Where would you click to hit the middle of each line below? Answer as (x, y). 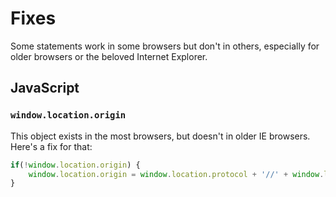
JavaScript (45, 88)
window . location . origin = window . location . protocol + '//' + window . (176, 174)
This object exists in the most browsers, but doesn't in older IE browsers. (160, 136)
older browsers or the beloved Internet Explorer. (109, 56)
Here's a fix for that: (51, 146)
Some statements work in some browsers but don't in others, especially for (165, 46)
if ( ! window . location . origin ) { (75, 165)
